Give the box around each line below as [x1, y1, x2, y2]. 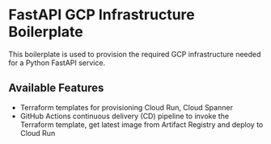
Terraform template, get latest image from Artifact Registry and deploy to [19, 119, 264, 130]
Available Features [8, 81, 104, 95]
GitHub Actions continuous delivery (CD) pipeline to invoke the [19, 111, 229, 121]
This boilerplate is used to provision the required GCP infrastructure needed [8, 49, 261, 59]
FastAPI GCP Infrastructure [8, 6, 196, 24]
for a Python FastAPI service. [8, 58, 106, 68]
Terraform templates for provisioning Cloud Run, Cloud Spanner [19, 102, 233, 112]
